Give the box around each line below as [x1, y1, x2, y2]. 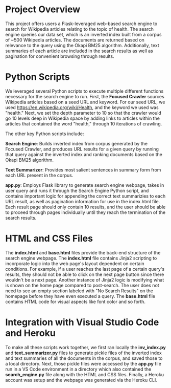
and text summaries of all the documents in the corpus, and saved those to [5, 355, 163, 361]
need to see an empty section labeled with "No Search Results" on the [5, 288, 154, 294]
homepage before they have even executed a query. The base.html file [5, 293, 156, 299]
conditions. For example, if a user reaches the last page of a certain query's [5, 266, 165, 272]
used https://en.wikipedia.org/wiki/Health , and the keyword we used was [5, 104, 159, 111]
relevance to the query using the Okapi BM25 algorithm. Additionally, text [5, 42, 159, 48]
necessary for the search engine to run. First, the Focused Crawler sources [5, 93, 164, 99]
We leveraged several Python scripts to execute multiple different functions [5, 88, 164, 94]
